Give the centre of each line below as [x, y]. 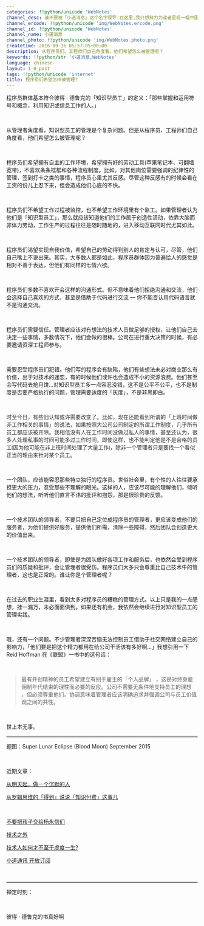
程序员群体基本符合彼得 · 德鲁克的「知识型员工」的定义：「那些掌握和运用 [98, 98]
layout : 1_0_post [28, 68]
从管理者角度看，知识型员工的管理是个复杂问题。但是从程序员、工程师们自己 [102, 130]
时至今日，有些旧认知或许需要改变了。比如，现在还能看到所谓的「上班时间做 [102, 417]
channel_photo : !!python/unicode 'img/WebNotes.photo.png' [83, 40]
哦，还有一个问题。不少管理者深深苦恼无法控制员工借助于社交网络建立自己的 [102, 640]
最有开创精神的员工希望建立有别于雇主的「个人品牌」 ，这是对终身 [104, 679]
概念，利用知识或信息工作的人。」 [58, 105]
